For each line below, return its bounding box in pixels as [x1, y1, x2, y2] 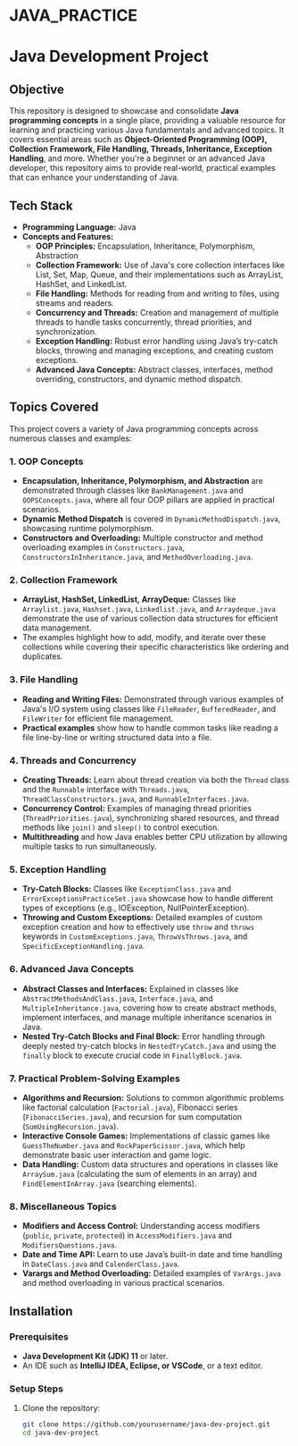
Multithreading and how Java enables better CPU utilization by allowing [21, 832, 288, 841]
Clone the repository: [21, 1403, 101, 1414]
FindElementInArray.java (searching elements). [21, 1178, 197, 1188]
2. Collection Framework [9, 574, 118, 587]
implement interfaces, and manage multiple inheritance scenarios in [21, 1011, 272, 1022]
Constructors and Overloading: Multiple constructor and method [21, 533, 263, 544]
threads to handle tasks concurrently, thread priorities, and [35, 317, 252, 327]
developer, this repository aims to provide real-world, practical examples [9, 163, 277, 173]
